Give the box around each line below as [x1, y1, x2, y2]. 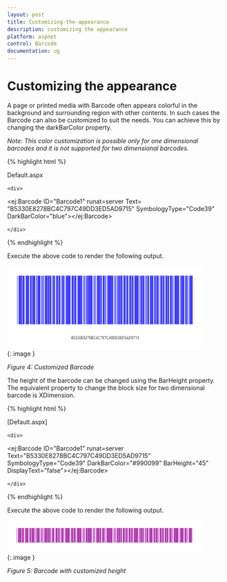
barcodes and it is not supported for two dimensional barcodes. [7, 144, 189, 152]
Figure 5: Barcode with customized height [7, 566, 126, 574]
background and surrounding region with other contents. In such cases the [7, 108, 220, 117]
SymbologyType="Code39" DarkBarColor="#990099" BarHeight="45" [7, 459, 209, 467]
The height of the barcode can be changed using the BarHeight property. [7, 376, 215, 384]
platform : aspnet [7, 33, 57, 40]
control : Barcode [7, 40, 57, 48]
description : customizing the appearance [7, 26, 128, 33]
